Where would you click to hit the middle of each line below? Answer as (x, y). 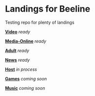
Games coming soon (26, 79)
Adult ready (17, 50)
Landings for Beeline (48, 9)
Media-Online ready (26, 41)
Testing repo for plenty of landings (40, 22)
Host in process (21, 69)
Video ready (18, 32)
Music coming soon (25, 88)
